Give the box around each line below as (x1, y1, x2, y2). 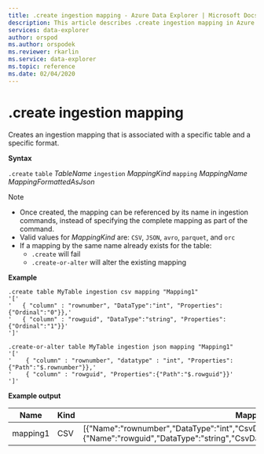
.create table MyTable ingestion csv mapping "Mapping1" (8, 287, 199, 295)
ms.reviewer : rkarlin (8, 48, 79, 56)
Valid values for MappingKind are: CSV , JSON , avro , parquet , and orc (19, 232, 236, 242)
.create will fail (31, 249, 81, 258)
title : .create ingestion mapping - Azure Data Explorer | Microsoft (8, 11, 241, 20)
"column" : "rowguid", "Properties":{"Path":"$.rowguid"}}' (32, 370, 234, 378)
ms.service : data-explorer (8, 56, 97, 64)
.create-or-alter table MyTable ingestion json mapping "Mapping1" (8, 342, 234, 350)
